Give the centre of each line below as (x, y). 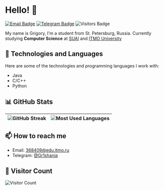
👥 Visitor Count (29, 171)
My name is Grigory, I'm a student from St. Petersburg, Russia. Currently (78, 33)
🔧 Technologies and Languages (54, 54)
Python (19, 86)
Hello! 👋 (21, 10)
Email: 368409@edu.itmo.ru (41, 150)
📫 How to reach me (36, 136)
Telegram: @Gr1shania (35, 156)
